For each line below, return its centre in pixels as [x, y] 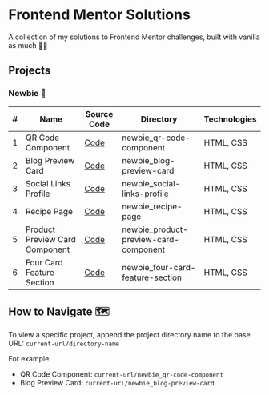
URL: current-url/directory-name [64, 343]
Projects [30, 71]
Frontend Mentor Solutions [99, 15]
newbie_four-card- [159, 267]
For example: [30, 359]
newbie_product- [155, 229]
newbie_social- [151, 183]
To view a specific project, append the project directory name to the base [129, 335]
